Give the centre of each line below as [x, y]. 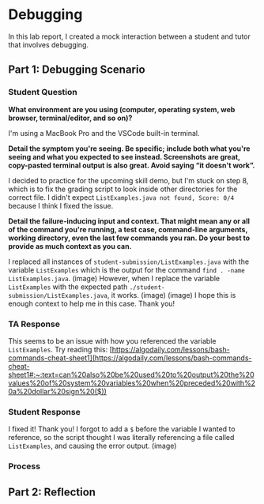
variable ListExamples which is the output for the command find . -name [126, 269]
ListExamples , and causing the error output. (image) [92, 446]
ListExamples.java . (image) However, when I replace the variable [114, 278]
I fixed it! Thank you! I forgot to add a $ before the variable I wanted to [122, 429]
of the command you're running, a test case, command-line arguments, [128, 229]
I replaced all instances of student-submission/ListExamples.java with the [129, 261]
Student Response [44, 412]
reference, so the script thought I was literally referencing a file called [121, 438]
